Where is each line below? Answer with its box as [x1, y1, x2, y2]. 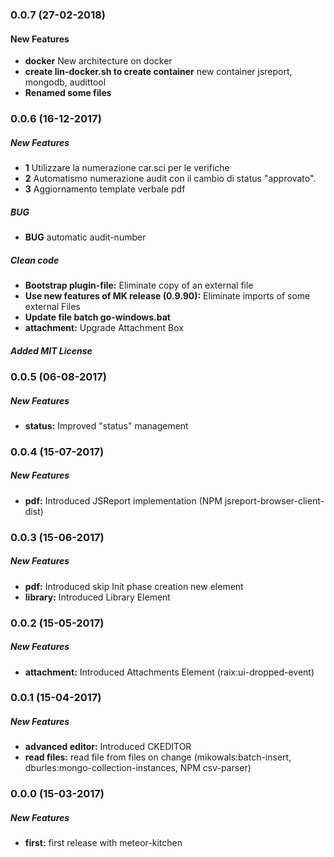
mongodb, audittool [24, 76, 107, 88]
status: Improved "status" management [24, 419, 189, 432]
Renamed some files [24, 87, 112, 99]
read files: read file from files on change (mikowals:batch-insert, [24, 751, 292, 763]
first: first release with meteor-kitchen [24, 837, 183, 849]
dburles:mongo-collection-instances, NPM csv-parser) [24, 762, 252, 774]
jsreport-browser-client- [224, 494, 325, 507]
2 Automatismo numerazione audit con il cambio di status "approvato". [24, 173, 317, 185]
